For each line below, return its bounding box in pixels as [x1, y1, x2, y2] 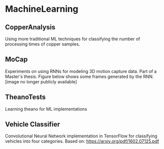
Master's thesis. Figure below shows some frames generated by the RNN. [5, 74, 154, 79]
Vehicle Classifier [5, 120, 60, 128]
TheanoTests [5, 93, 46, 101]
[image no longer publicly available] [5, 78, 77, 84]
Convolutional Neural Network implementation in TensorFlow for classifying [5, 133, 158, 139]
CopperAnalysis [5, 23, 55, 31]
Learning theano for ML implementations [5, 106, 87, 112]
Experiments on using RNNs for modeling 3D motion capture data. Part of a [5, 68, 157, 74]
